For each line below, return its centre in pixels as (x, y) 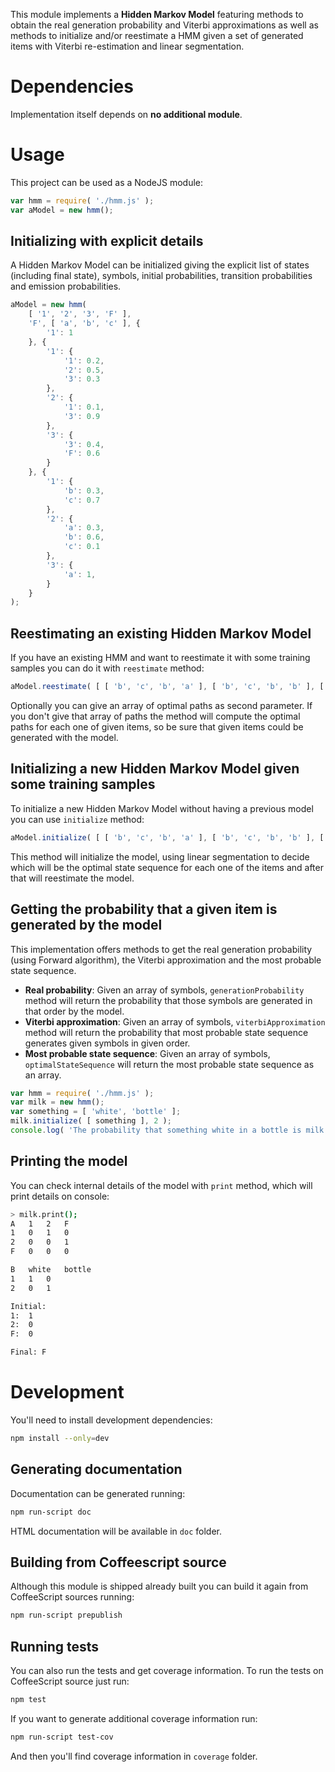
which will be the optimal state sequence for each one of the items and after (167, 867)
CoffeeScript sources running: (72, 1597)
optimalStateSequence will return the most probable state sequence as (169, 1064)
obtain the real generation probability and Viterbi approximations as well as (164, 25)
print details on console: (60, 1196)
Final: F (28, 1352)
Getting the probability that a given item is (144, 909)
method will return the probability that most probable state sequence (166, 1032)
